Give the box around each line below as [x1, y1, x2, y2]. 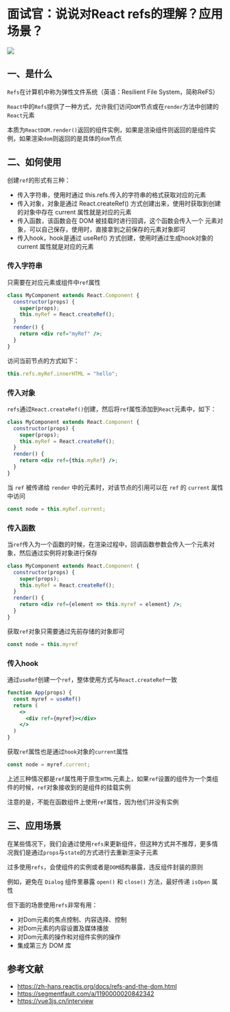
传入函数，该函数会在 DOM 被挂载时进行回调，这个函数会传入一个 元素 [16, 216, 218, 225]
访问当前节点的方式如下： [7, 356, 80, 365]
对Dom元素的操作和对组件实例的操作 [16, 932, 122, 941]
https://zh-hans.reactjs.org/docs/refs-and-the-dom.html [16, 982, 177, 990]
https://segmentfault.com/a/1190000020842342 [16, 989, 154, 998]
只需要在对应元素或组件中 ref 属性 [7, 278, 101, 286]
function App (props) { [7, 689, 72, 696]
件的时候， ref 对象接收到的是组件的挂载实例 [7, 783, 131, 791]
